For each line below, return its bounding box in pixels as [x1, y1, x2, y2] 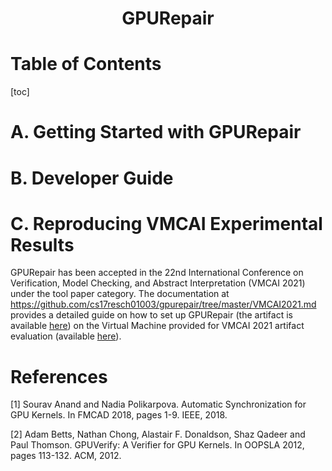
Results [10, 233, 75, 256]
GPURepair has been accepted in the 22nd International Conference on [10, 267, 304, 279]
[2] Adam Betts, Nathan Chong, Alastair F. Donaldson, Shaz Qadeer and [10, 428, 306, 441]
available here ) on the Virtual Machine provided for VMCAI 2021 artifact [10, 320, 305, 332]
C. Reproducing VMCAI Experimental [10, 212, 323, 235]
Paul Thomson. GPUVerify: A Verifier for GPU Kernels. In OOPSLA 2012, [10, 439, 305, 451]
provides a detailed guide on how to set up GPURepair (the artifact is [10, 309, 293, 321]
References [10, 365, 108, 388]
